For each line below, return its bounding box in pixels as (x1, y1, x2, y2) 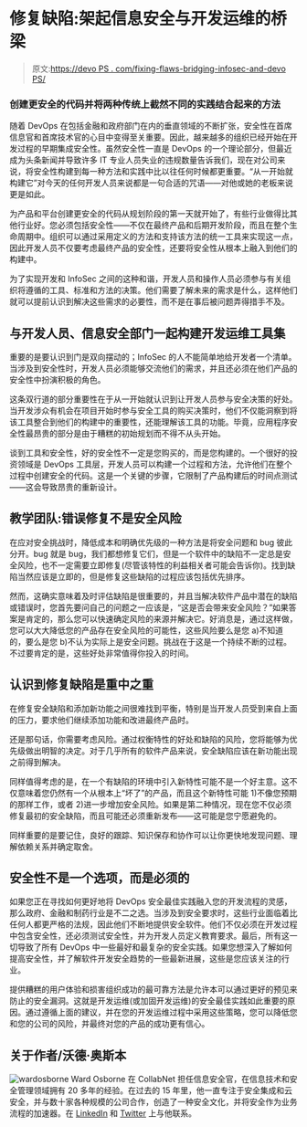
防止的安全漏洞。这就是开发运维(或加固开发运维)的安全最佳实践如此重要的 (9, 995, 288, 1006)
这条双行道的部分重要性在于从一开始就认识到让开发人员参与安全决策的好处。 (9, 394, 298, 405)
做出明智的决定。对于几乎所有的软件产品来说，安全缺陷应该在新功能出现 (25, 745, 298, 756)
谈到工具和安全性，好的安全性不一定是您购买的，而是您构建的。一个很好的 (9, 448, 290, 458)
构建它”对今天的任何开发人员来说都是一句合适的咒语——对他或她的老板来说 (9, 177, 294, 188)
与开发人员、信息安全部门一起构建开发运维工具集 (9, 325, 286, 341)
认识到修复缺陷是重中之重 (9, 677, 153, 692)
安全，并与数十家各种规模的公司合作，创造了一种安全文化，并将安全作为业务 (9, 1097, 298, 1108)
